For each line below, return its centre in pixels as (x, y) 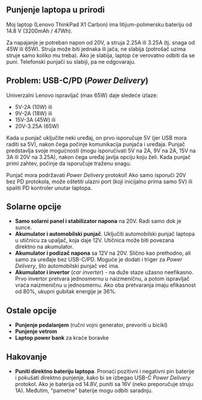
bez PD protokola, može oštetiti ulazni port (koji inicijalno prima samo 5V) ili (99, 181)
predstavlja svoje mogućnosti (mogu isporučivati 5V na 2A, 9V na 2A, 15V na (101, 151)
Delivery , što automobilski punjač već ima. (67, 266)
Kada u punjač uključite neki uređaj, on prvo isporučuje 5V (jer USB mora (96, 137)
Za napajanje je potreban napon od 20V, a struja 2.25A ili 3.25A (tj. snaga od (101, 42)
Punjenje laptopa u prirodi (56, 10)
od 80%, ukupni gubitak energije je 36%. (66, 292)
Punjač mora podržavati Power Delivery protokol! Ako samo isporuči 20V (96, 175)
